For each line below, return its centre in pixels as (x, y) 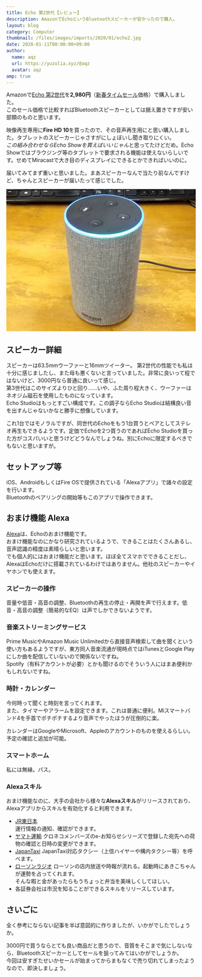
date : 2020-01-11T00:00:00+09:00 (48, 45)
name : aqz (24, 57)
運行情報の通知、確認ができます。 (57, 829)
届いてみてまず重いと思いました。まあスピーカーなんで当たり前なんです (95, 173)
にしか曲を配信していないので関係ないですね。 (64, 656)
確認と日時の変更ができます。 (62, 844)
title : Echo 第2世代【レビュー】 (44, 13)
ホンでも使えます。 (35, 571)
